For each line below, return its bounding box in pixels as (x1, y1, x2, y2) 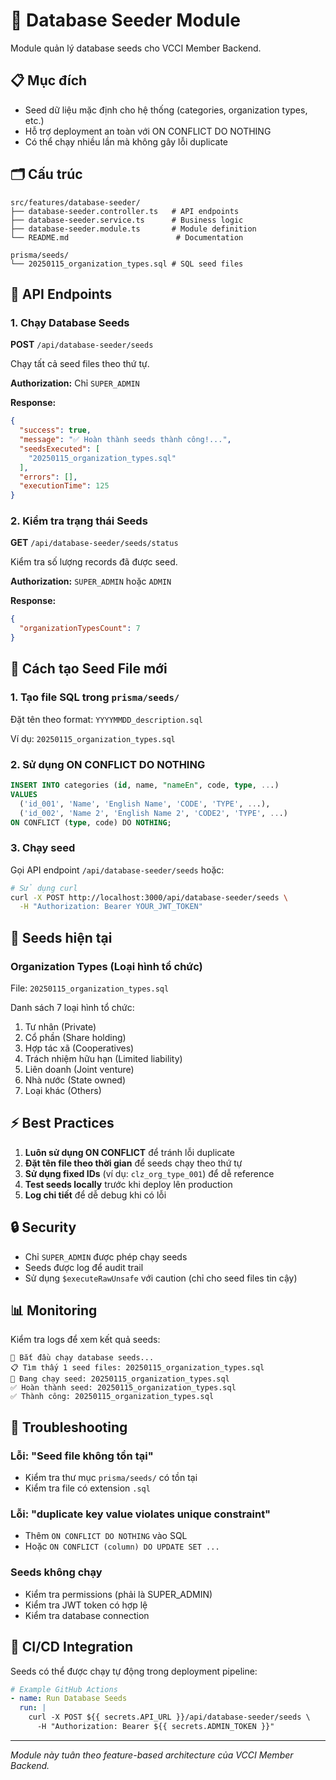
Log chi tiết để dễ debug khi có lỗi (24, 1189, 167, 1201)
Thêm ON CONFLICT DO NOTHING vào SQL (24, 1530, 188, 1542)
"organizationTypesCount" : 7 (19, 624, 141, 634)
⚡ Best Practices (10, 1115, 115, 1132)
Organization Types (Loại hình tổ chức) (10, 959, 203, 973)
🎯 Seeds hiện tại (10, 929, 113, 946)
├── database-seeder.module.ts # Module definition (10, 224, 257, 234)
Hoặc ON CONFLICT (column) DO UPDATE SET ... (24, 1540, 220, 1553)
